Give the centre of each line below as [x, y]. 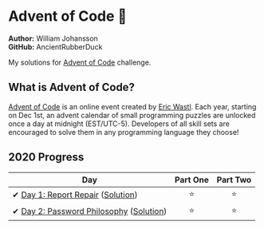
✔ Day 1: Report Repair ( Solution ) [75, 195]
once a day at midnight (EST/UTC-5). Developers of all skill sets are [119, 124]
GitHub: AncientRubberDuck [55, 46]
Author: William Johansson [53, 38]
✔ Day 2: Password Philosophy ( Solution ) [90, 211]
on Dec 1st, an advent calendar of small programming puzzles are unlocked [132, 115]
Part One [192, 180]
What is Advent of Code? [72, 87]
